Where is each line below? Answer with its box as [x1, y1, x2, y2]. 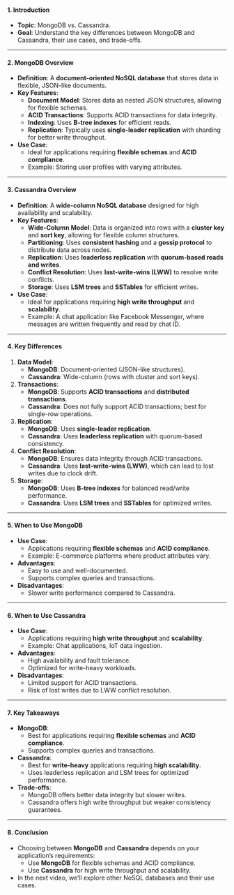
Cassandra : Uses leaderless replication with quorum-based [27, 431, 203, 440]
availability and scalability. [17, 208, 93, 216]
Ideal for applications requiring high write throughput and [27, 297, 195, 306]
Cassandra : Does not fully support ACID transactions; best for [27, 402, 207, 410]
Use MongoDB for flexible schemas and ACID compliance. [27, 859, 196, 867]
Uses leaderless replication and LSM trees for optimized [27, 769, 189, 777]
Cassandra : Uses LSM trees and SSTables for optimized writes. [27, 498, 212, 507]
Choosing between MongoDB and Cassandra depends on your [17, 843, 200, 852]
